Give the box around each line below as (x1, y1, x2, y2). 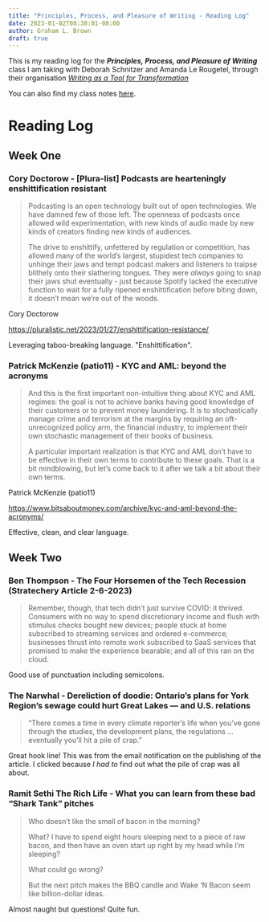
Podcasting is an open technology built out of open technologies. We (27, 202, 257, 211)
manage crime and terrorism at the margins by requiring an (27, 414, 223, 424)
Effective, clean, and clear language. (8, 528, 129, 537)
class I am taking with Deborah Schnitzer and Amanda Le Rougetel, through (8, 65, 259, 75)
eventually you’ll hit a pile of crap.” (27, 736, 142, 745)
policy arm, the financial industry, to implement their (75, 422, 248, 432)
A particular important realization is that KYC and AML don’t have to (27, 447, 252, 456)
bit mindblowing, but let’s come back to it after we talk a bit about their (27, 463, 261, 474)
